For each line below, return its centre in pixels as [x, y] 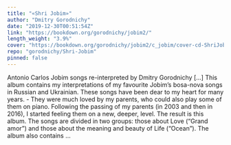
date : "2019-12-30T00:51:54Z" [51, 26]
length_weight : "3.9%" [40, 39]
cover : [16, 45]
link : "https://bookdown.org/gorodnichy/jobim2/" [80, 32]
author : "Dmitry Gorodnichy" [49, 20]
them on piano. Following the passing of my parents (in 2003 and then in [110, 106]
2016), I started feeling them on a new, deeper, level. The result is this [106, 114]
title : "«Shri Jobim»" [40, 13]
